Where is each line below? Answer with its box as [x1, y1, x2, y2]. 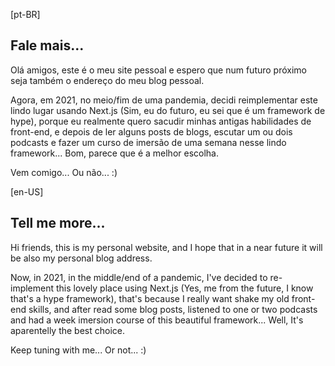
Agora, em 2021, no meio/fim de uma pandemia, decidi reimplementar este [10, 94, 318, 106]
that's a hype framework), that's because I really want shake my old [10, 292, 290, 304]
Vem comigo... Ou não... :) [10, 166, 118, 178]
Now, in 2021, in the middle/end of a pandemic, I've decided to [10, 271, 268, 283]
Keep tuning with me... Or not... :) [10, 344, 147, 356]
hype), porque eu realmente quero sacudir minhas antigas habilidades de [10, 115, 312, 127]
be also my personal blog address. [10, 252, 153, 264]
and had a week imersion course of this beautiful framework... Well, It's [10, 314, 304, 326]
